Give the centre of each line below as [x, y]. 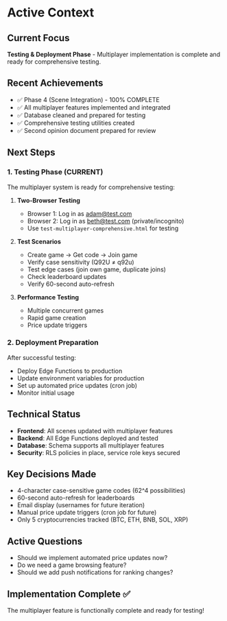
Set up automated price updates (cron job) [77, 385]
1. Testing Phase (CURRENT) [55, 172]
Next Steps [31, 153]
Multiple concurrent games [65, 310]
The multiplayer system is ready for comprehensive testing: [91, 187]
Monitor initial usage [46, 393]
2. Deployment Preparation [53, 343]
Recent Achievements [55, 83]
